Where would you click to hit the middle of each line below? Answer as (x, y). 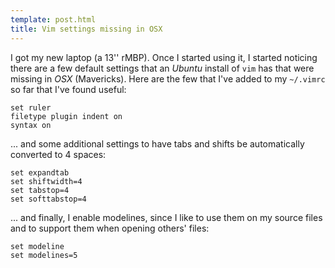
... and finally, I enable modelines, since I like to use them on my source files (166, 217)
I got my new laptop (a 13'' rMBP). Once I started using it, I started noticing (164, 57)
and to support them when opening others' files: (110, 228)
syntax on (31, 125)
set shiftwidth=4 (46, 181)
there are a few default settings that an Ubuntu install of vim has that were (162, 68)
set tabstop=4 (40, 190)
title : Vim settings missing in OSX (86, 29)
